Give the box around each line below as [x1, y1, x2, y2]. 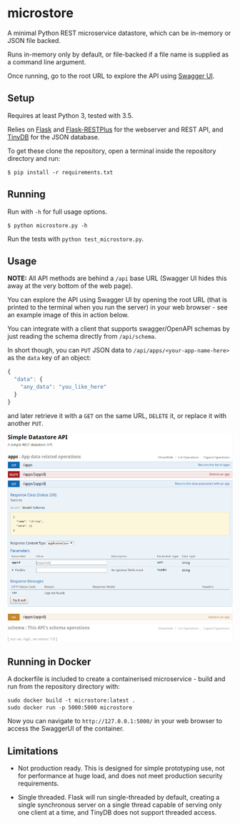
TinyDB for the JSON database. [7, 132, 100, 141]
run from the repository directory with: [7, 682, 120, 691]
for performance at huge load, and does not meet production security [17, 772, 223, 780]
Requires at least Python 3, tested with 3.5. [7, 111, 134, 119]
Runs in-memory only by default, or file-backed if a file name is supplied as [7, 50, 229, 59]
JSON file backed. [7, 36, 61, 44]
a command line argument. [7, 57, 86, 66]
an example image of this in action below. [7, 311, 129, 319]
